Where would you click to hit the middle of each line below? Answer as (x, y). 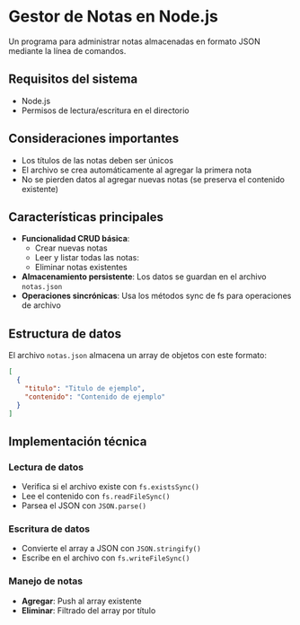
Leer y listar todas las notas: (87, 258)
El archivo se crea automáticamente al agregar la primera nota (137, 170)
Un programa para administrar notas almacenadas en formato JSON (135, 41)
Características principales (86, 217)
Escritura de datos (49, 529)
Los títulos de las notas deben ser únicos (97, 160)
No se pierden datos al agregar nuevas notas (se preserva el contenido (153, 179)
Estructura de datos (65, 334)
